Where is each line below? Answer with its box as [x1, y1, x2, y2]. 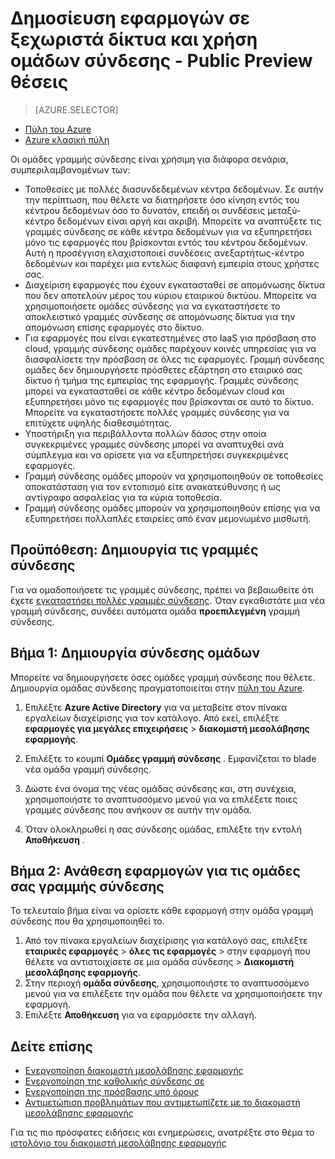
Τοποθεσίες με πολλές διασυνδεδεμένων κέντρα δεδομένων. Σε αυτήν [24, 183, 324, 195]
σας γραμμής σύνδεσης [10, 878, 165, 895]
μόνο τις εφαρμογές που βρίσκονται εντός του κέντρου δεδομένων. [24, 236, 308, 248]
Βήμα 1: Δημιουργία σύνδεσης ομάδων [10, 645, 261, 662]
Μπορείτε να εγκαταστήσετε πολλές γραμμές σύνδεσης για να [24, 406, 290, 418]
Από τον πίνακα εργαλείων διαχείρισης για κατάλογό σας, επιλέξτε [24, 935, 308, 947]
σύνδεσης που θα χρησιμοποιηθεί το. [10, 915, 165, 927]
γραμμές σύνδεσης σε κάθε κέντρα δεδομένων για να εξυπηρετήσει [24, 225, 312, 237]
